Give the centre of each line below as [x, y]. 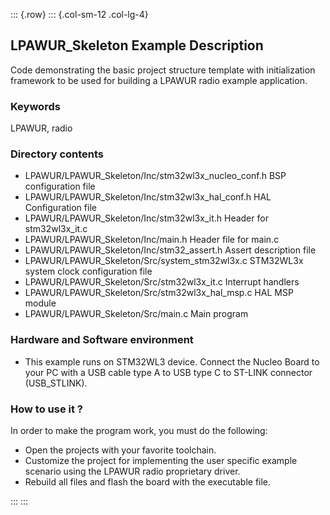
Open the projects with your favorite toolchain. [120, 450]
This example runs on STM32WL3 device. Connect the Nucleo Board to [172, 361]
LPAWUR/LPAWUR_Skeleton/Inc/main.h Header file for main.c [152, 240]
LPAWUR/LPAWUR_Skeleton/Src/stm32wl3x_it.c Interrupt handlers [162, 282]
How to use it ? [46, 409]
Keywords [35, 106]
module [40, 303]
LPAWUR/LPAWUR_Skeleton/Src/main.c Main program [136, 314]
